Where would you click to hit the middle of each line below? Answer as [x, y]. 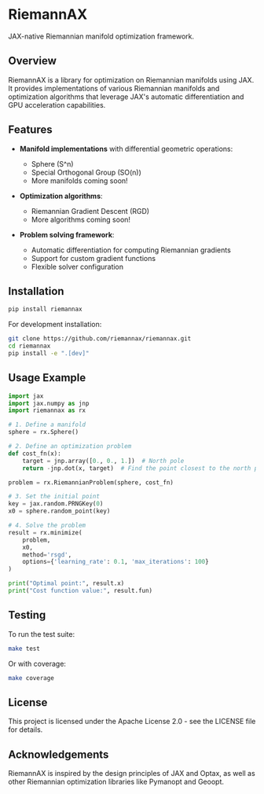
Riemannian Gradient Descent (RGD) [90, 211]
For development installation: [55, 325]
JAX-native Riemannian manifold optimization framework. [101, 36]
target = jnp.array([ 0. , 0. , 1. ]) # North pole [103, 461]
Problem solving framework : [67, 234]
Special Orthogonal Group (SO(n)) [86, 172]
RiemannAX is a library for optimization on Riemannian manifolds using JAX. [131, 79]
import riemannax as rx [47, 410]
